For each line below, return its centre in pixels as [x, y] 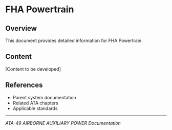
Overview [21, 28]
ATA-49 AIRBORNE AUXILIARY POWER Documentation [63, 123]
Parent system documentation [45, 97]
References [24, 85]
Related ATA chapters [36, 103]
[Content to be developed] [33, 69]
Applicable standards [35, 108]
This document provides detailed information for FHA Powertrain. [74, 40]
